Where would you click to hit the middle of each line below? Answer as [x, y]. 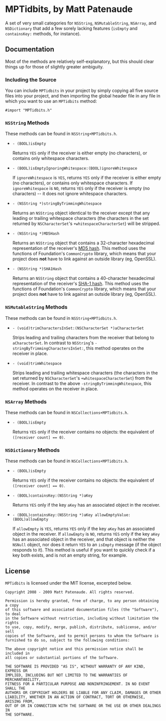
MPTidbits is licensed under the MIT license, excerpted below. [69, 583]
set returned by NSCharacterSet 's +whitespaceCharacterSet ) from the [82, 378]
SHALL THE [15, 689]
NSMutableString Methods [37, 307]
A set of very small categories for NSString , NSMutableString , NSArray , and [81, 23]
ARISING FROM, [20, 702]
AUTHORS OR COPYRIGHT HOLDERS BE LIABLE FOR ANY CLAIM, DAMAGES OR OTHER [83, 693]
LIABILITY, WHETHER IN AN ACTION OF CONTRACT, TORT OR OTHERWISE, [75, 697]
